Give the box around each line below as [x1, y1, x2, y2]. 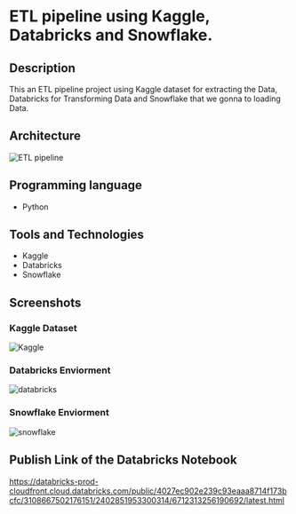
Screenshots [9, 295, 82, 310]
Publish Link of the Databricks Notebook [9, 453, 237, 468]
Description [9, 60, 76, 75]
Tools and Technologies [9, 227, 145, 242]
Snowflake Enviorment [9, 407, 109, 419]
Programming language [9, 178, 142, 193]
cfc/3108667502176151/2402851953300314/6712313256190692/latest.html [9, 494, 284, 505]
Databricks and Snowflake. [9, 25, 213, 45]
